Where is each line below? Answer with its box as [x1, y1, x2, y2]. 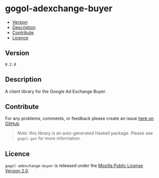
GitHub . [5, 121, 21, 127]
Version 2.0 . [5, 168, 29, 174]
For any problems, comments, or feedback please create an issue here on [5, 116, 154, 122]
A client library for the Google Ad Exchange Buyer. [5, 88, 107, 94]
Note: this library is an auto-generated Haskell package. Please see [17, 130, 153, 136]
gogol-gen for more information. [17, 135, 81, 141]
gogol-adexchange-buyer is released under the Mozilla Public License [5, 163, 143, 169]
